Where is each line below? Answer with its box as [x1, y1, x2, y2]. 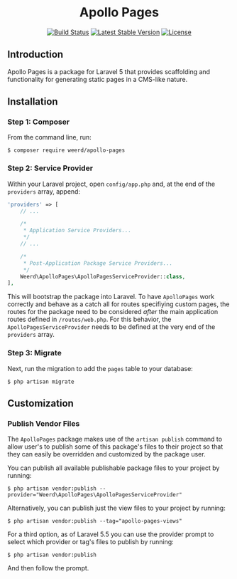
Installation [7, 95, 58, 108]
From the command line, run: [7, 133, 92, 142]
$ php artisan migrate [7, 378, 75, 385]
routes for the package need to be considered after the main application [7, 308, 219, 316]
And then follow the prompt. [7, 564, 89, 573]
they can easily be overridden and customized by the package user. [7, 450, 206, 459]
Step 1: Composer [7, 117, 70, 127]
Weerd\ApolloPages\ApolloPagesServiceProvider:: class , [20, 273, 186, 280]
